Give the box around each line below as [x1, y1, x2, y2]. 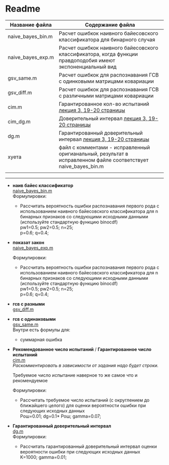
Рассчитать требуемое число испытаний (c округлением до [20, 397, 150, 403]
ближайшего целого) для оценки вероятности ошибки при [20, 402, 146, 409]
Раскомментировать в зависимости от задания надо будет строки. [12, 362, 159, 368]
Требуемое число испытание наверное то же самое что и [12, 372, 138, 378]
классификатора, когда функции [58, 50, 138, 57]
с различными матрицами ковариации [58, 92, 154, 99]
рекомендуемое [12, 377, 48, 383]
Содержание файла [84, 21, 135, 28]
